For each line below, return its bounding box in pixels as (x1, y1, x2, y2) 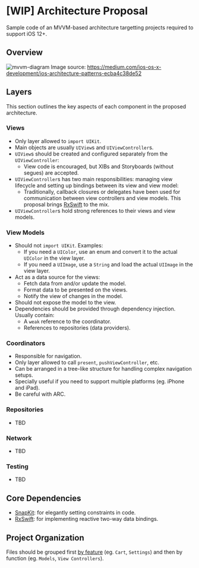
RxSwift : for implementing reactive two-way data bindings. (14, 516, 159, 523)
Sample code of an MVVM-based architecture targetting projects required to (6, 24, 194, 31)
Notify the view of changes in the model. (23, 293, 124, 300)
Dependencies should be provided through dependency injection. (14, 305, 176, 312)
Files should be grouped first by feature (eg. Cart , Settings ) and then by (6, 548, 183, 555)
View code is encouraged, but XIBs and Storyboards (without (23, 163, 174, 170)
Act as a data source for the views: (14, 274, 100, 281)
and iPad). (14, 384, 40, 392)
